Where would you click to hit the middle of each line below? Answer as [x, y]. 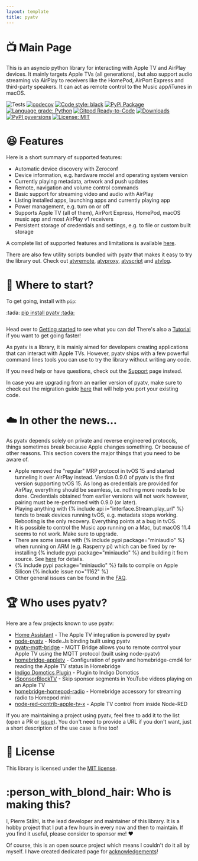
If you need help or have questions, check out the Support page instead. [94, 371]
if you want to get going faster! [44, 336]
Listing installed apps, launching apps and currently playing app [92, 200]
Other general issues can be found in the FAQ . [71, 578]
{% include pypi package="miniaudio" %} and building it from [113, 553]
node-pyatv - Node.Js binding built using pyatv [72, 641]
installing [26, 553]
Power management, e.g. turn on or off [62, 207]
